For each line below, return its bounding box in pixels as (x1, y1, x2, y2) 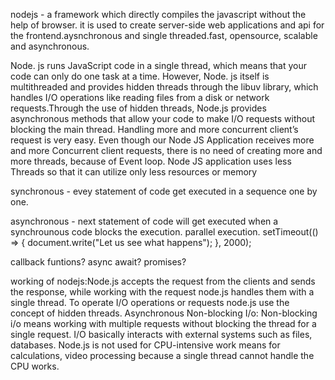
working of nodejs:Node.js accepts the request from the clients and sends (10, 275, 316, 287)
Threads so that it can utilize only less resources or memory (10, 166, 258, 178)
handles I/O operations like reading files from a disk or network (10, 92, 270, 103)
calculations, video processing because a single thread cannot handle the (10, 350, 315, 361)
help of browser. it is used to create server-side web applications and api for (10, 19, 325, 31)
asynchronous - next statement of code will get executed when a (10, 215, 279, 227)
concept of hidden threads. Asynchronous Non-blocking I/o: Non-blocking (10, 307, 318, 319)
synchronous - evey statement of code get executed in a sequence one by (10, 185, 318, 197)
